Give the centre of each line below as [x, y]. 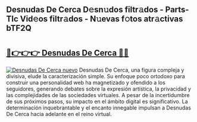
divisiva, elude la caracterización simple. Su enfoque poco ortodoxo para [96, 76]
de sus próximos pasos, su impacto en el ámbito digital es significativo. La [97, 101]
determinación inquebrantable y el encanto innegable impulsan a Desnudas [99, 108]
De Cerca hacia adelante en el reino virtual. [59, 114]
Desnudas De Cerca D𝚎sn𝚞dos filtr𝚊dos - [85, 10]
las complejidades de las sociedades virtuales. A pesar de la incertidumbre [98, 95]
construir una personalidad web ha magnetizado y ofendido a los [86, 83]
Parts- [177, 10]
